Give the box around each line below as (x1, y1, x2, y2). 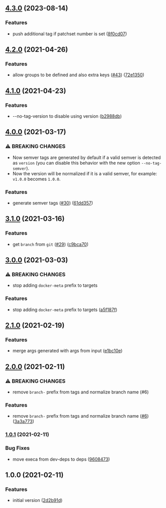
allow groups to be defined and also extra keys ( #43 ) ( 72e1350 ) (12, 72, 144, 78)
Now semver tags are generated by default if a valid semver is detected (12, 154, 161, 161)
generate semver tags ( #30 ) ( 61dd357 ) (12, 200, 93, 206)
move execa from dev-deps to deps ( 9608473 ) (12, 456, 110, 462)
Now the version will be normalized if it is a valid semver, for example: (12, 170, 157, 176)
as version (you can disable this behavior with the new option (12, 160, 140, 166)
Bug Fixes (5, 444, 30, 451)
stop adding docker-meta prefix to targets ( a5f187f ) (12, 307, 118, 313)
